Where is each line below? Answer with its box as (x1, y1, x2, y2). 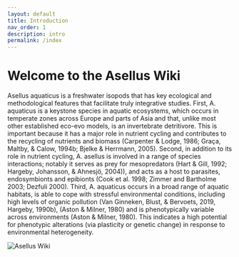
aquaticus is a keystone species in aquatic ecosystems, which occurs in (7, 106, 219, 115)
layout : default (7, 10, 56, 18)
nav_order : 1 (7, 24, 46, 31)
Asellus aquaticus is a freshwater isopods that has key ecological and (7, 91, 212, 100)
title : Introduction (7, 17, 69, 24)
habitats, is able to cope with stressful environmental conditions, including (7, 190, 225, 198)
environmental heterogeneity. (7, 228, 94, 236)
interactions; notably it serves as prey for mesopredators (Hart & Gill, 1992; (7, 160, 228, 168)
